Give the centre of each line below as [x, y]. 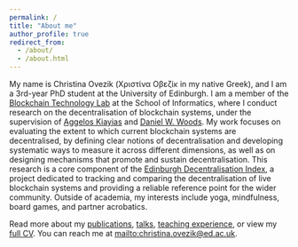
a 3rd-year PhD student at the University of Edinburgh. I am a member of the [149, 93]
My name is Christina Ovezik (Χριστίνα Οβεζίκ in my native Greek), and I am [148, 84]
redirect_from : [37, 42]
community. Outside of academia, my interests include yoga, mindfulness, [144, 197]
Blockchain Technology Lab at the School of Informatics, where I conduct [143, 103]
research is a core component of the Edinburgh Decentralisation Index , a [142, 169]
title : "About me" [43, 26]
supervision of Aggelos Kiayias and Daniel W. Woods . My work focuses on [145, 122]
